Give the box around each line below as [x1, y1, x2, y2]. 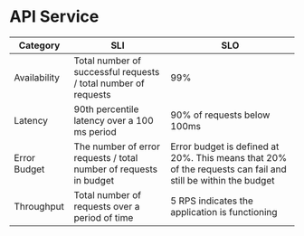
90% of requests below [170, 109, 271, 121]
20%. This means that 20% [170, 151, 288, 164]
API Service [9, 6, 100, 27]
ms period [73, 125, 117, 137]
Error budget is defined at [170, 140, 280, 153]
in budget [73, 174, 115, 186]
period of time [73, 211, 134, 223]
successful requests [73, 65, 160, 78]
